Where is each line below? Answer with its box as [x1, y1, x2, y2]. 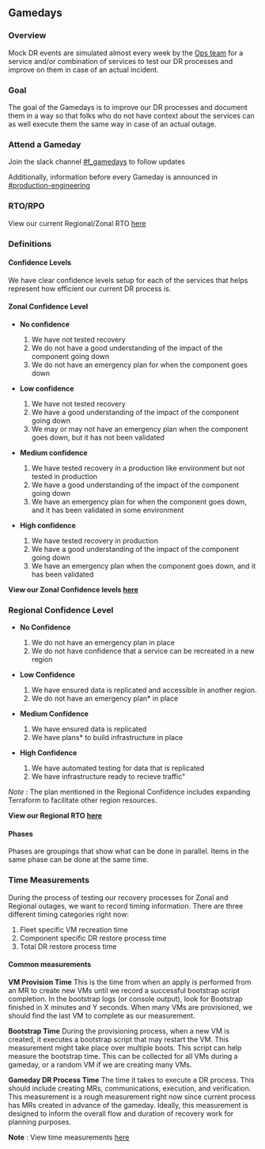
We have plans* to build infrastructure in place [31, 733, 184, 743]
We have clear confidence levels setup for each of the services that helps [8, 275, 248, 285]
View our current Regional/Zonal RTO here [8, 218, 146, 228]
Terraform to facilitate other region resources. [8, 796, 157, 805]
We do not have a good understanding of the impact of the [31, 343, 223, 353]
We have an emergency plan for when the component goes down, [31, 497, 247, 506]
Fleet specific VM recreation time [19, 924, 128, 934]
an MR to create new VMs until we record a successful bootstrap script [8, 985, 240, 995]
